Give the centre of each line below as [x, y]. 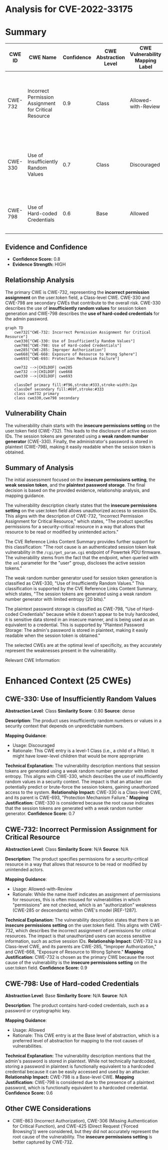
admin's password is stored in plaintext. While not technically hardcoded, [80, 1061]
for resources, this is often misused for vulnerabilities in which [76, 900]
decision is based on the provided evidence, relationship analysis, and [77, 490]
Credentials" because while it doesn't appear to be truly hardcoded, [89, 614]
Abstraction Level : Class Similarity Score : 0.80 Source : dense [70, 711]
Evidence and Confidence [46, 247]
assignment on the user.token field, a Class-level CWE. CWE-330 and [77, 297]
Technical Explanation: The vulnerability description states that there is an [82, 920]
